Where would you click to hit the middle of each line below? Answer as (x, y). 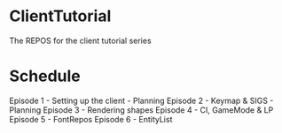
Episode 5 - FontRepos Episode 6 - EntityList (91, 119)
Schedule (45, 76)
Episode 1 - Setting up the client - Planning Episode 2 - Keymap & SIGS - (141, 100)
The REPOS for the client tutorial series (81, 41)
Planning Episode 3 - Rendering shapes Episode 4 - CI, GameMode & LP (141, 110)
